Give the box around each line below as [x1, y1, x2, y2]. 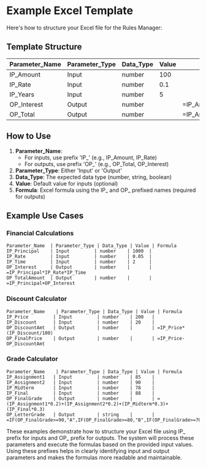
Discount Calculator [6, 295, 67, 303]
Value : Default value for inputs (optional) [15, 180, 118, 187]
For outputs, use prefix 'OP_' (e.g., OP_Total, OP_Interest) [24, 160, 169, 167]
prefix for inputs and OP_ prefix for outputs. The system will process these [6, 434, 194, 441]
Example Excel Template [6, 4, 134, 18]
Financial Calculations [6, 229, 74, 237]
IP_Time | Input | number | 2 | [6, 259, 152, 265]
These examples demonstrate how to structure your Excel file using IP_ [6, 427, 186, 435]
